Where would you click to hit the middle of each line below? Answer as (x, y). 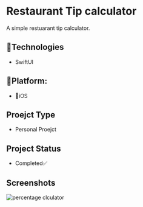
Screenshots (31, 183)
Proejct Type (31, 115)
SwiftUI (24, 61)
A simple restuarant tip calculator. (48, 28)
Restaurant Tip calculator (71, 11)
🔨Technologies (35, 47)
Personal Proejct (35, 130)
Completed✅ (31, 163)
